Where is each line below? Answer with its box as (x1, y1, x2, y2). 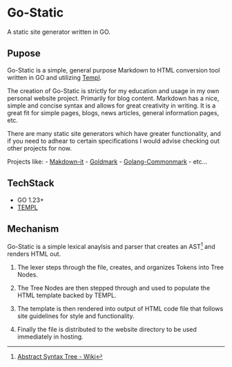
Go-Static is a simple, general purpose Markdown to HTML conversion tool (7, 66, 220, 74)
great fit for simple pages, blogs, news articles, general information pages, (7, 108, 220, 117)
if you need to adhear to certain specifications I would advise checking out (7, 137, 220, 145)
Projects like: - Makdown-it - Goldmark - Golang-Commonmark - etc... (7, 157, 208, 166)
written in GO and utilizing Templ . (7, 73, 102, 81)
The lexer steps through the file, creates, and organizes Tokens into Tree (17, 264, 224, 272)
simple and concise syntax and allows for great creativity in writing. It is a (7, 101, 216, 110)
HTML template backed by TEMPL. (17, 291, 117, 299)
